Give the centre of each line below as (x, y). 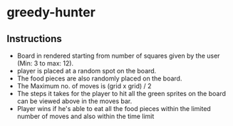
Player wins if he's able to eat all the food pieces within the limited (114, 109)
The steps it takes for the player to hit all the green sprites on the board (121, 94)
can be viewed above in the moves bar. (74, 101)
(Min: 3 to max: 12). (45, 63)
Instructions (34, 39)
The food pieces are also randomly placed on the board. (99, 78)
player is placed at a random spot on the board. (87, 71)
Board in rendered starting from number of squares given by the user (118, 56)
